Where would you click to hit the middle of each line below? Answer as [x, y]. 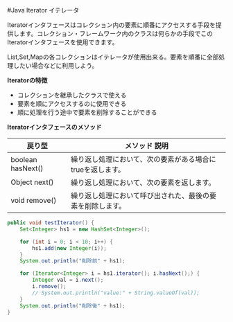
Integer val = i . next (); [68, 280]
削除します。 [105, 206]
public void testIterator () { [51, 223]
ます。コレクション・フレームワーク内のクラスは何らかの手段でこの [116, 34]
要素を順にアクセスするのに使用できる [72, 104]
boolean [24, 160]
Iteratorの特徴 [27, 80]
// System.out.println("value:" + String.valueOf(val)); [116, 293]
